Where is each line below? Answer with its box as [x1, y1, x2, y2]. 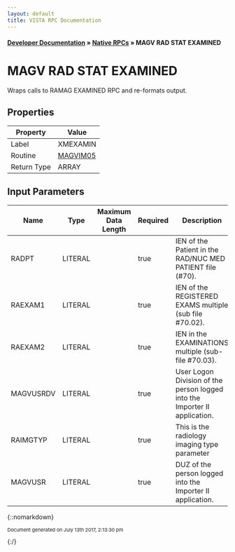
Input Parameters [7, 186, 85, 198]
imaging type [175, 439, 219, 449]
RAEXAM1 [10, 299, 45, 309]
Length [101, 224, 127, 234]
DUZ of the [175, 459, 212, 469]
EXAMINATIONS [175, 337, 229, 347]
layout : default [7, 10, 55, 18]
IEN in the [175, 329, 208, 339]
